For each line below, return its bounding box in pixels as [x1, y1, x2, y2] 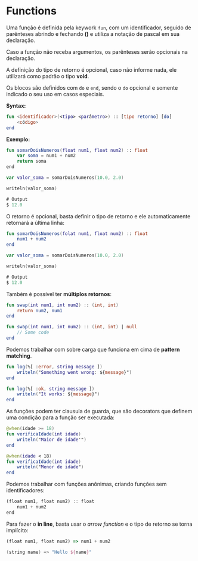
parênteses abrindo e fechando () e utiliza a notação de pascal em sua [6, 30, 180, 37]
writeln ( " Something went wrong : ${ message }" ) [17, 369, 132, 375]
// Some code [17, 330, 49, 336]
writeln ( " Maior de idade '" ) [17, 437, 86, 443]
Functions [6, 4, 57, 18]
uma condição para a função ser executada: [6, 414, 115, 421]
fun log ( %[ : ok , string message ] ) [6, 386, 95, 392]
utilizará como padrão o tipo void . [6, 72, 89, 80]
